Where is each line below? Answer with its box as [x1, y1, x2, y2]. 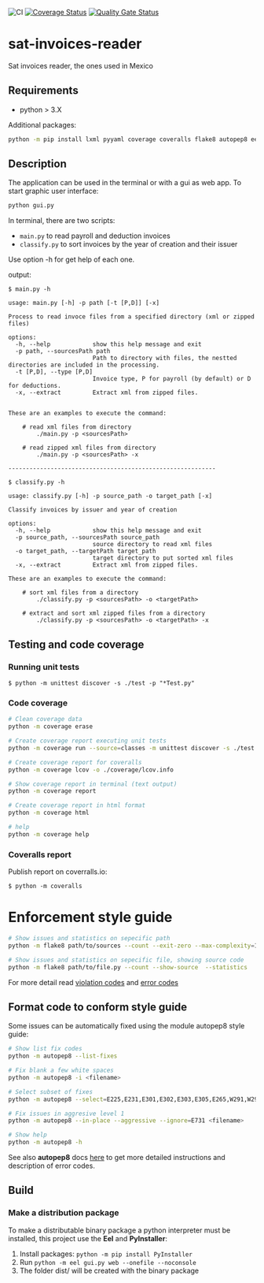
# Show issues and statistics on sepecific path [8, 935, 170, 943]
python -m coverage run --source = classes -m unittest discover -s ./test [8, 744, 255, 752]
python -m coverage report [8, 787, 97, 795]
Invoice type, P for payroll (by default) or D [92, 375, 251, 383]
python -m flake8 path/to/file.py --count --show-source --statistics [8, 963, 247, 971]
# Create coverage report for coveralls [8, 758, 143, 766]
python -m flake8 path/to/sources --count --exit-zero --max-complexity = [8, 942, 255, 950]
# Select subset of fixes [8, 1088, 93, 1095]
